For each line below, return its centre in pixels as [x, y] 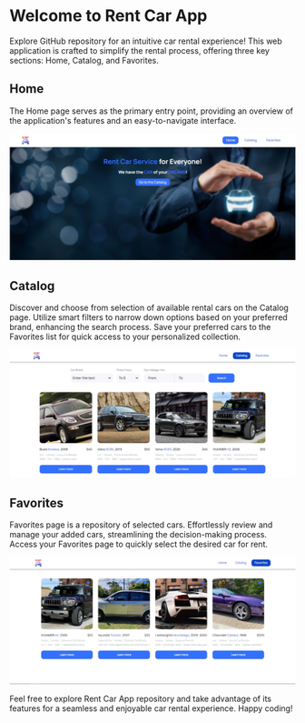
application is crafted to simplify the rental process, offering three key [140, 50]
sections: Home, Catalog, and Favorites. [84, 60]
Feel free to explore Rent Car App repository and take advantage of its [141, 699]
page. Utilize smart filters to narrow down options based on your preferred [148, 317]
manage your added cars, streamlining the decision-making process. [138, 535]
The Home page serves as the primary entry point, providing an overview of [151, 111]
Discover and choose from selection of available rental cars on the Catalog [149, 308]
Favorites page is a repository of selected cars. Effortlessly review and [141, 525]
